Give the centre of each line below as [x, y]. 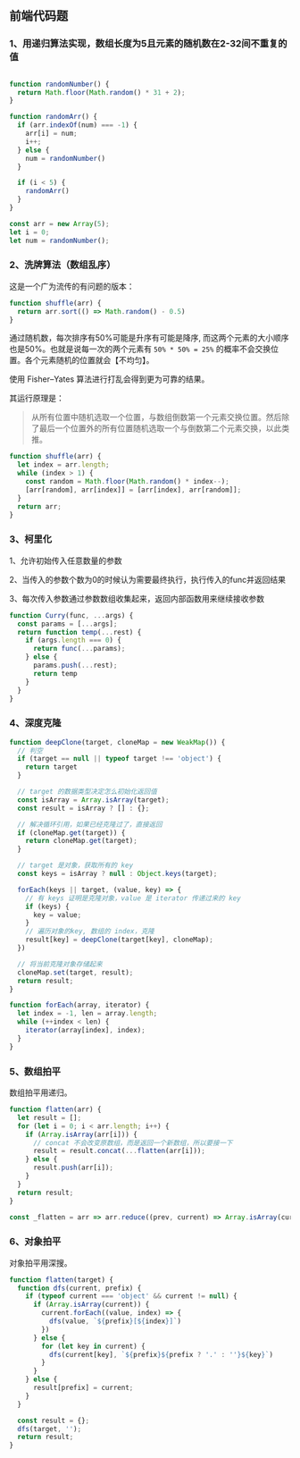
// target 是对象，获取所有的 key [75, 865]
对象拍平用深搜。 [41, 1262]
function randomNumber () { [59, 84]
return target [51, 767]
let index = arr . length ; [63, 465]
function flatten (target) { [62, 1280]
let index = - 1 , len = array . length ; [87, 1014]
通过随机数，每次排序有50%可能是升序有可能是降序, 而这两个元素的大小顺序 [149, 338]
